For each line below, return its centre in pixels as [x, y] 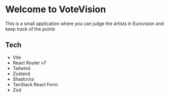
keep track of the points [30, 29]
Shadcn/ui [23, 79]
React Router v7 [30, 63]
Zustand [21, 74]
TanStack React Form [35, 84]
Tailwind [21, 68]
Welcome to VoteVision [55, 9]
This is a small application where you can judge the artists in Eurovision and [84, 23]
